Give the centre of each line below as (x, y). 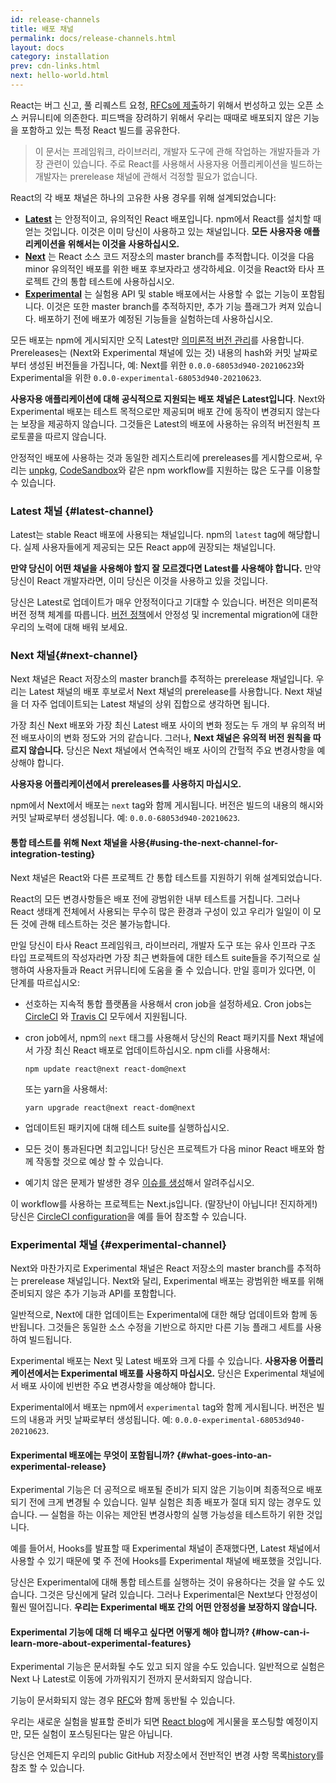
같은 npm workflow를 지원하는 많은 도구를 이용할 (224, 470)
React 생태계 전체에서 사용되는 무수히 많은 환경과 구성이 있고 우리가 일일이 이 (161, 911)
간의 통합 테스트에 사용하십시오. (113, 281)
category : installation (60, 57)
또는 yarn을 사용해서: (66, 1088)
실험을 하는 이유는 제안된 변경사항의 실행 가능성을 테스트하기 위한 (177, 1515)
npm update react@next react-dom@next (105, 1069)
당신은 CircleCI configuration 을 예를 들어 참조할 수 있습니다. (128, 1216)
